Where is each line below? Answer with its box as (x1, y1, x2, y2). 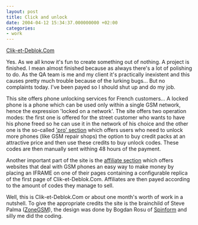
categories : (6, 25, 36, 31)
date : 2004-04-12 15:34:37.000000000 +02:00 (6, 20, 118, 25)
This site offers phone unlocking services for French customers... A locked (6, 95, 189, 102)
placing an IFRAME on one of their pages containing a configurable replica (6, 169, 188, 176)
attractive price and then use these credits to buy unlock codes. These (6, 139, 179, 146)
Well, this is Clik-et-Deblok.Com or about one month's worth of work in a (6, 194, 184, 201)
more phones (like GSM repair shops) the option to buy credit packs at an (6, 133, 186, 140)
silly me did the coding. (6, 213, 63, 220)
